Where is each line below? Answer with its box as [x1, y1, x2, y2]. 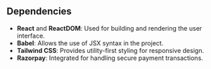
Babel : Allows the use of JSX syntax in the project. [16, 38, 164, 47]
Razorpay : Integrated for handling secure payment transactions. [16, 54, 203, 62]
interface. [16, 31, 45, 40]
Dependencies [6, 6, 72, 17]
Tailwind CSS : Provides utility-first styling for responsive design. [16, 46, 205, 54]
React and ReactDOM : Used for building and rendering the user [16, 24, 203, 32]
